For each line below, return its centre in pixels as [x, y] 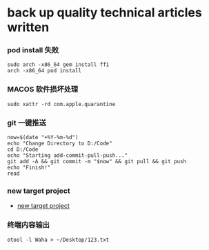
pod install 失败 [33, 50]
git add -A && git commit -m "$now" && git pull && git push [97, 162]
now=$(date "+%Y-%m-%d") [43, 138]
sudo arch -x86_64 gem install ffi [58, 65]
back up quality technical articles [104, 13]
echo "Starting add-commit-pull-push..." [68, 156]
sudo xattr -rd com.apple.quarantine [61, 104]
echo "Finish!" [29, 168]
